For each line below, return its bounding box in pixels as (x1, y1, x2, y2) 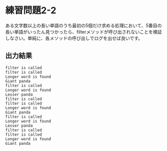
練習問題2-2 (5, 5, 57, 16)
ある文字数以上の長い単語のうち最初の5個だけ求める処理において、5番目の (5, 22, 162, 28)
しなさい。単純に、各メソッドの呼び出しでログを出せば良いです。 (5, 35, 143, 41)
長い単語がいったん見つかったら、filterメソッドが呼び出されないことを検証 (5, 28, 162, 35)
